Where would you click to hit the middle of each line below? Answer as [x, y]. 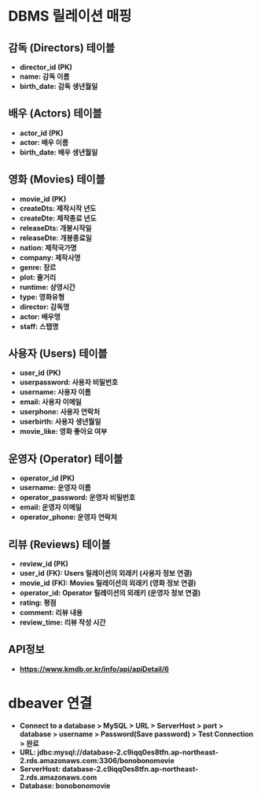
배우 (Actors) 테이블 [55, 114]
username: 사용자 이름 [55, 392]
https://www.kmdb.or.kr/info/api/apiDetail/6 [94, 669]
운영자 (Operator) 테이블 [66, 459]
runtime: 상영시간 [48, 287]
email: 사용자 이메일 [51, 402]
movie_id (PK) [43, 198]
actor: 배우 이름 [44, 142]
